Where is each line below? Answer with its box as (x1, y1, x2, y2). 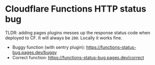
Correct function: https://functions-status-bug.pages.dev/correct (12, 54, 144, 60)
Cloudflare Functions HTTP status (5, 3, 146, 15)
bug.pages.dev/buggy (12, 49, 57, 55)
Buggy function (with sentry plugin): (12, 44, 85, 50)
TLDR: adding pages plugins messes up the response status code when (5, 30, 151, 35)
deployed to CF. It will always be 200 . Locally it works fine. (5, 35, 123, 41)
